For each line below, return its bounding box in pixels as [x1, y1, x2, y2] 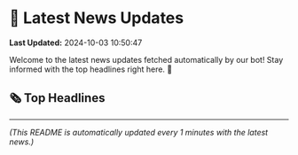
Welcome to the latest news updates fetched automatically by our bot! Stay [9, 54, 284, 65]
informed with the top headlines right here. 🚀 [9, 64, 173, 74]
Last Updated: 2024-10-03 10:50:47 [9, 37, 143, 48]
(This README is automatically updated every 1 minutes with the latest [9, 127, 269, 137]
